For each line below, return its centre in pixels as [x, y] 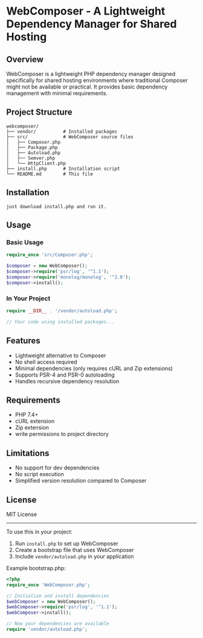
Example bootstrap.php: [36, 568]
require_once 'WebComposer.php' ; [48, 585]
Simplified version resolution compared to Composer [81, 481]
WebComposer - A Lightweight [86, 11]
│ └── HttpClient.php [36, 163]
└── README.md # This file [50, 174]
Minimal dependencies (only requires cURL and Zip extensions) [94, 368]
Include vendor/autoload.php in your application [74, 556]
